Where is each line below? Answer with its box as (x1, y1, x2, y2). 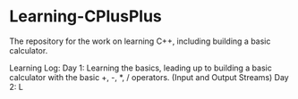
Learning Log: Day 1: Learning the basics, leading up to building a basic (9, 62, 273, 73)
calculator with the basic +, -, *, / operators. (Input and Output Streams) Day (9, 71, 289, 82)
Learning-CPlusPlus (9, 6, 163, 27)
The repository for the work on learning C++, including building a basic (9, 36, 271, 46)
